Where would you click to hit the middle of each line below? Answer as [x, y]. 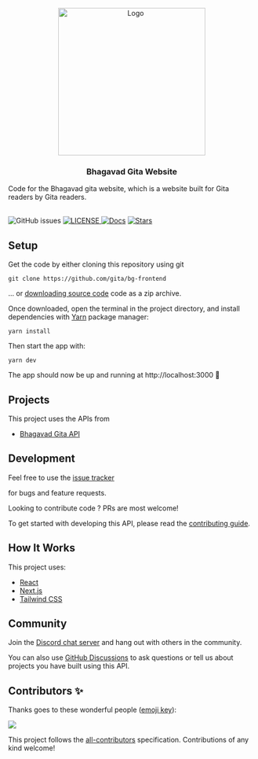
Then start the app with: [47, 346]
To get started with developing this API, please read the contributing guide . [129, 523]
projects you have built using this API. [69, 666]
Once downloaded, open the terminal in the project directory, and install [124, 309]
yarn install [29, 332]
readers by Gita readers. [47, 197]
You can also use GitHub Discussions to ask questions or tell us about [121, 658]
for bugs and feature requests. [58, 492]
